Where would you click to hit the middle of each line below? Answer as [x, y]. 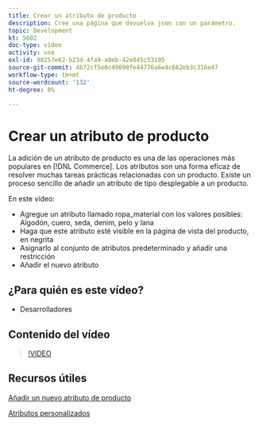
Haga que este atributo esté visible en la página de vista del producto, [134, 231]
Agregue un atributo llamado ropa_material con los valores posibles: [131, 214]
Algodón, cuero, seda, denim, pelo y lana [87, 223]
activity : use [32, 53]
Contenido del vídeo [59, 334]
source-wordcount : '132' [49, 82]
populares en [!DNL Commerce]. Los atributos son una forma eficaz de [124, 166]
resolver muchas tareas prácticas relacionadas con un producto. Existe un [130, 175]
